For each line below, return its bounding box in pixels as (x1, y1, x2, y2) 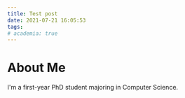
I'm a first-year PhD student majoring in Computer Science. (7, 83, 179, 92)
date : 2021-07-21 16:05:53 (7, 17, 86, 24)
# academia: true (7, 29, 58, 37)
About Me (7, 60, 66, 76)
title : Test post (7, 10, 58, 17)
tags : (7, 23, 23, 30)
